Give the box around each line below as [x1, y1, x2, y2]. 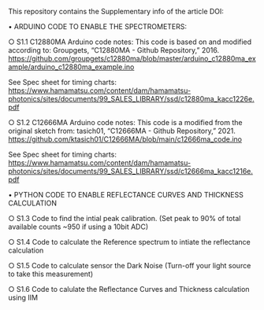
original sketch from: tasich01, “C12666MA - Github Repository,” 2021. [8, 126, 236, 135]
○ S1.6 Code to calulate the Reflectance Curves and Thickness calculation [8, 285, 250, 293]
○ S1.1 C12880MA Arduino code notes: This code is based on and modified [8, 37, 252, 46]
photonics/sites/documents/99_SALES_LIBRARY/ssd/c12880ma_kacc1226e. [8, 94, 255, 103]
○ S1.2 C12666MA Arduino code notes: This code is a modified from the [8, 118, 243, 127]
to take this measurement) [8, 269, 94, 279]
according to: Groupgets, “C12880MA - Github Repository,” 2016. [8, 46, 219, 54]
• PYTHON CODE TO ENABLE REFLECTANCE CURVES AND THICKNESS [8, 190, 244, 199]
